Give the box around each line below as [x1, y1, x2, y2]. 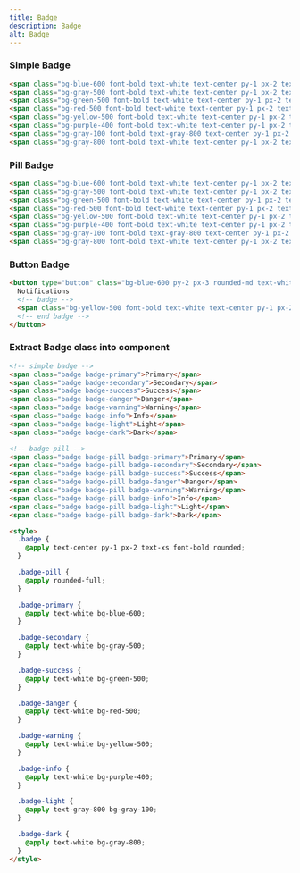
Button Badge [9, 258, 70, 271]
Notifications [17, 287, 70, 296]
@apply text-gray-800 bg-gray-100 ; [25, 805, 158, 814]
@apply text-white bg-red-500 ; [25, 707, 142, 716]
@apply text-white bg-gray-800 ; [25, 837, 146, 847]
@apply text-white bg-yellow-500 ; [25, 740, 154, 749]
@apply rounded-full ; [25, 575, 105, 585]
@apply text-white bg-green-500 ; [25, 674, 150, 684]
